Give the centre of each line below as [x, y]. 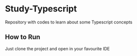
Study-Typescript [41, 9]
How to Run [23, 37]
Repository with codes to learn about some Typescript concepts [69, 22]
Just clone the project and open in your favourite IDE [57, 48]
